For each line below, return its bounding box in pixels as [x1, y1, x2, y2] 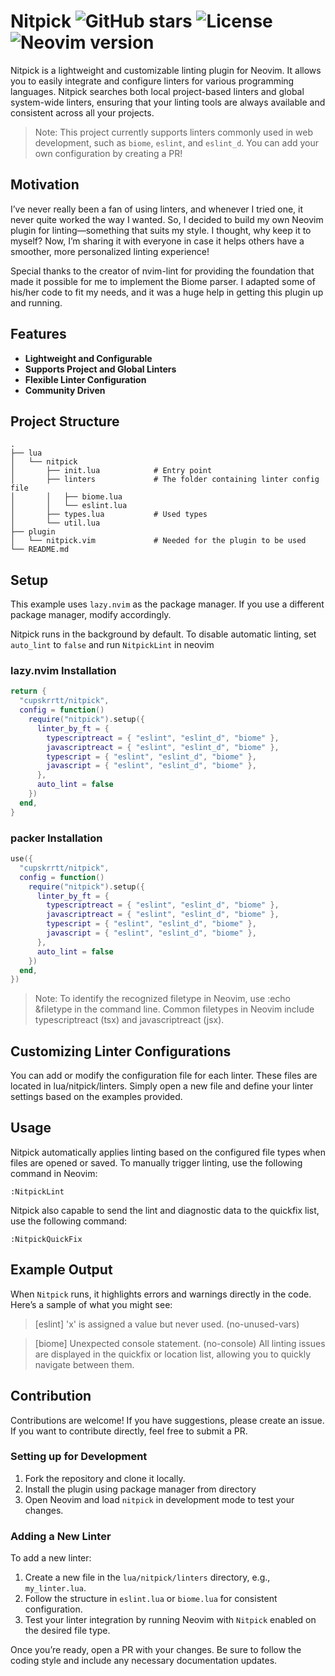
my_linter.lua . [24, 1582, 87, 1594]
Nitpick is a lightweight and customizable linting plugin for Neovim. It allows [10, 64, 322, 76]
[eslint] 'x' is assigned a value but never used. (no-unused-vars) [34, 1318, 300, 1330]
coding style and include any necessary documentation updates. [10, 1655, 278, 1667]
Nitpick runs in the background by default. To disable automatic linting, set [10, 628, 317, 640]
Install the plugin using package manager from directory [24, 1483, 257, 1495]
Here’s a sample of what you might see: [10, 1298, 173, 1310]
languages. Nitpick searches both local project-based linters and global [10, 85, 305, 97]
